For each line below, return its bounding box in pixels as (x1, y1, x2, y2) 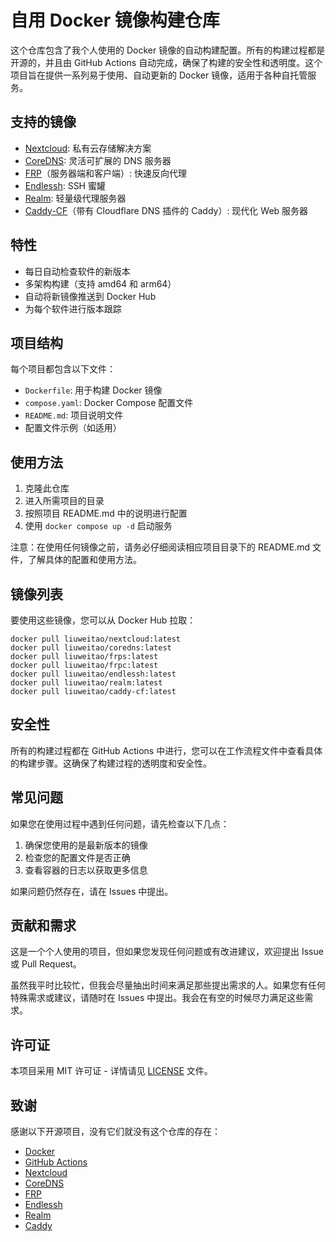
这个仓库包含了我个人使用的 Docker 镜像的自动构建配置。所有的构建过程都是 (10, 44, 326, 56)
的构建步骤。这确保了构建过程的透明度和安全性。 (10, 757, 212, 769)
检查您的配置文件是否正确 (24, 851, 131, 863)
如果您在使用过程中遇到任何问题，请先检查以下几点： (10, 817, 230, 830)
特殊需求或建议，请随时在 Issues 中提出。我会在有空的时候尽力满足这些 (10, 992, 305, 1004)
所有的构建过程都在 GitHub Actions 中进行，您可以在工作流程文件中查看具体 (10, 744, 323, 756)
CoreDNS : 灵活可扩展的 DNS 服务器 (24, 154, 172, 166)
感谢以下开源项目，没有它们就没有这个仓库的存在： (10, 1126, 221, 1138)
